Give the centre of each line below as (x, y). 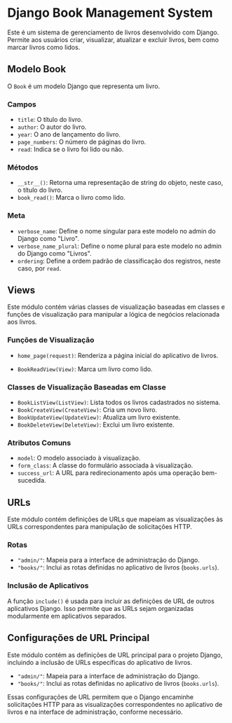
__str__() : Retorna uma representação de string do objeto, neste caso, (120, 183)
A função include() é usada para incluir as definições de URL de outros (111, 601)
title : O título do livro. (50, 120)
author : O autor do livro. (52, 127)
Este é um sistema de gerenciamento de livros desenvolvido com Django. (113, 32)
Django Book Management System (110, 13)
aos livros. (22, 322)
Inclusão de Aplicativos (48, 586)
